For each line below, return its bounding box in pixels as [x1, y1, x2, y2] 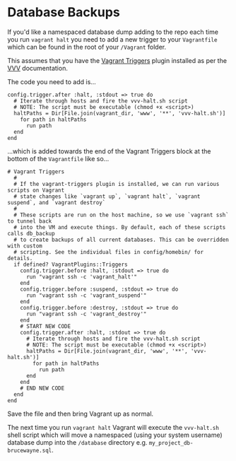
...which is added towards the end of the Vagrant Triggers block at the [7, 146, 211, 156]
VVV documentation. [7, 64, 69, 72]
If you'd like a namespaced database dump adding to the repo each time [7, 28, 219, 36]
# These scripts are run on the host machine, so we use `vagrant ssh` [13, 211, 230, 218]
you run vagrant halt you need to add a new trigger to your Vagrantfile [7, 35, 218, 43]
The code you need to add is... [7, 77, 97, 86]
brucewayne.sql [7, 447, 52, 454]
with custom [7, 242, 42, 250]
